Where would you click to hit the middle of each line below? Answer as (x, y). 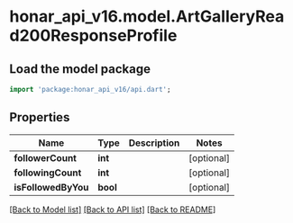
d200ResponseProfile (93, 36)
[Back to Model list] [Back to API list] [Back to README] (113, 210)
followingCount (48, 173)
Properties (40, 117)
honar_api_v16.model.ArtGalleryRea (147, 17)
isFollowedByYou (51, 187)
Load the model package (80, 69)
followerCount (45, 157)
